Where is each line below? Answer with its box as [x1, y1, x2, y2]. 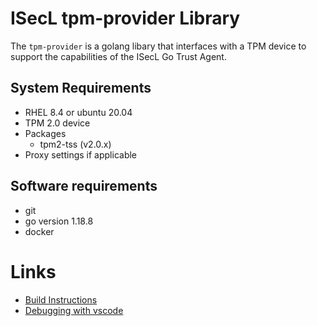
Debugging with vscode [24, 304, 124, 316]
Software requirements [10, 178, 158, 195]
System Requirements [10, 80, 152, 97]
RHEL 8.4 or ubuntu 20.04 [24, 106, 133, 118]
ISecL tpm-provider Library [10, 7, 241, 30]
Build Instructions [24, 293, 98, 306]
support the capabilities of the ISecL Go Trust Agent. [10, 50, 227, 62]
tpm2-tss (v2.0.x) [39, 138, 112, 150]
